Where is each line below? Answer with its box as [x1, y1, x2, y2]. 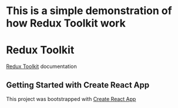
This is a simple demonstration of [6, 4, 172, 18]
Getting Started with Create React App [6, 80, 150, 90]
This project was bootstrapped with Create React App [6, 95, 136, 102]
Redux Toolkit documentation [6, 63, 78, 70]
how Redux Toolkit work [6, 16, 126, 30]
